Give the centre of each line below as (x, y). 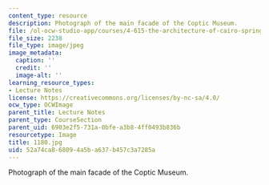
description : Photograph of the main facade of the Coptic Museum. (123, 23)
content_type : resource (48, 16)
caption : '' (36, 61)
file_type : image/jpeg (46, 46)
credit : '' (34, 68)
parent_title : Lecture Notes (57, 113)
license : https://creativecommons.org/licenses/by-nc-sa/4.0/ (114, 98)
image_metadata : (35, 53)
